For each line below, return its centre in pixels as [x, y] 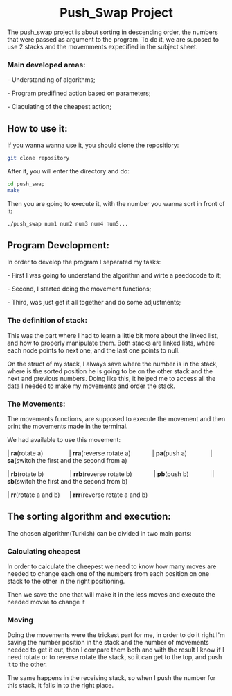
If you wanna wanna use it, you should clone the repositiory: [93, 145]
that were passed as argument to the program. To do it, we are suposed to [113, 39]
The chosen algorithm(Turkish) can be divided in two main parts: [99, 533]
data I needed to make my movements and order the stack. [91, 386]
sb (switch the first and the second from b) [68, 481]
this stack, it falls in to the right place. [61, 686]
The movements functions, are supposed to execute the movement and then [116, 418]
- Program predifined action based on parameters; [79, 93]
